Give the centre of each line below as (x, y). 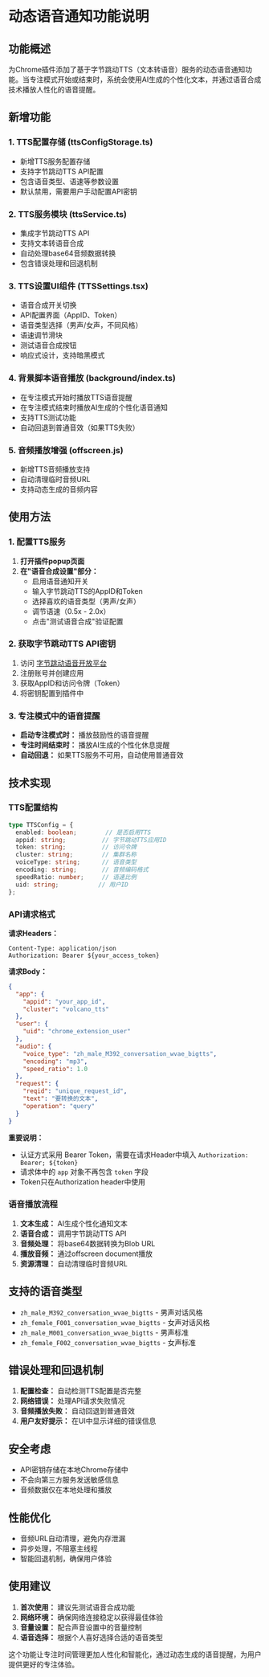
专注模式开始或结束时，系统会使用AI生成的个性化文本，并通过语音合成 (145, 80)
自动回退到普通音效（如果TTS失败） (79, 427)
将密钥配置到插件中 (52, 693)
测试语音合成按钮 (48, 346)
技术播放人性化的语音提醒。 (54, 90)
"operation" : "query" (59, 1106)
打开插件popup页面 (52, 561)
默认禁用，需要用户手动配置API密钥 (79, 191)
